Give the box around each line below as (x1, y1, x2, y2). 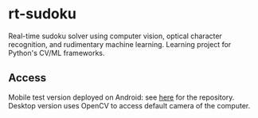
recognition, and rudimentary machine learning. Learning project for (8, 39, 232, 49)
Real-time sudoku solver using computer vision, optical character (8, 31, 223, 41)
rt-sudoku (8, 5, 77, 23)
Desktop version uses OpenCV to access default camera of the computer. (8, 100, 251, 110)
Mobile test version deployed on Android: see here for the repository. (8, 92, 235, 102)
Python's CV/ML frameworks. (8, 48, 105, 57)
